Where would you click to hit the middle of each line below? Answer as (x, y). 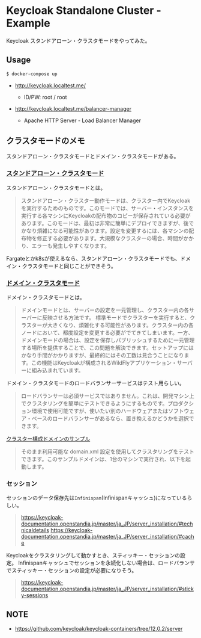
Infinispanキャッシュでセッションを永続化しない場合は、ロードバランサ (106, 563)
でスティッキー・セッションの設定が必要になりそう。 (72, 571)
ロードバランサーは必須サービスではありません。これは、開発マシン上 (108, 396)
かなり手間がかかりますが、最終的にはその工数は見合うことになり (102, 355)
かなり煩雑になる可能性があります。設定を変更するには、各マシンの (105, 231)
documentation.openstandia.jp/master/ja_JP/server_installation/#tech (107, 524)
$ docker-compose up (32, 74)
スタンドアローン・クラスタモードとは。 (56, 188)
